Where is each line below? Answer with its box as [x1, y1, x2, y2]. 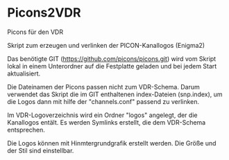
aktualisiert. [7, 69, 41, 78]
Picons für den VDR [7, 28, 64, 36]
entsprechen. [7, 125, 45, 134]
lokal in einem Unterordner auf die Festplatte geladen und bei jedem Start [7, 62, 217, 70]
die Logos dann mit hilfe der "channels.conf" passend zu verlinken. [7, 97, 200, 105]
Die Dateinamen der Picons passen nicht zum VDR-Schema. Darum [7, 82, 200, 91]
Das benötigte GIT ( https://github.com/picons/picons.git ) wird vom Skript [7, 54, 217, 63]
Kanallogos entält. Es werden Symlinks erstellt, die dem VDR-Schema [7, 118, 206, 126]
